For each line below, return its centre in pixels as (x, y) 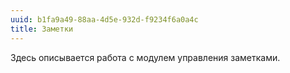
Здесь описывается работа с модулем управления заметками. (145, 57)
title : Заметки (42, 29)
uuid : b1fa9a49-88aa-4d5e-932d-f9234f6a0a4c (104, 19)
